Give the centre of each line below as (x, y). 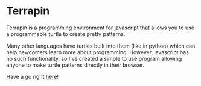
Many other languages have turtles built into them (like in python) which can (101, 46)
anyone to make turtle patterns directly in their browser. (75, 65)
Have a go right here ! (33, 76)
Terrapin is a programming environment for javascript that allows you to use (101, 28)
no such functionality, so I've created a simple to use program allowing (94, 58)
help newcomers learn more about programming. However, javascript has (97, 52)
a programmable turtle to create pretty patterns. (66, 34)
